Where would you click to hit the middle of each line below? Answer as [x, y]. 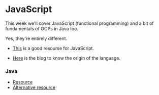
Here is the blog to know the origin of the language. [67, 58]
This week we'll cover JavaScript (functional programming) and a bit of [80, 23]
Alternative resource [34, 87]
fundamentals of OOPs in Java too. [42, 28]
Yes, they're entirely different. [36, 38]
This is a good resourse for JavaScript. [53, 48]
